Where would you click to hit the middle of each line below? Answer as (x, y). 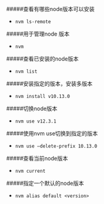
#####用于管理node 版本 (38, 34)
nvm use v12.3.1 (36, 121)
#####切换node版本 (32, 108)
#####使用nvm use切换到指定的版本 (52, 133)
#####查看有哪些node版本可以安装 (50, 9)
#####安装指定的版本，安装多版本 (50, 84)
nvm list (26, 72)
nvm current (30, 171)
